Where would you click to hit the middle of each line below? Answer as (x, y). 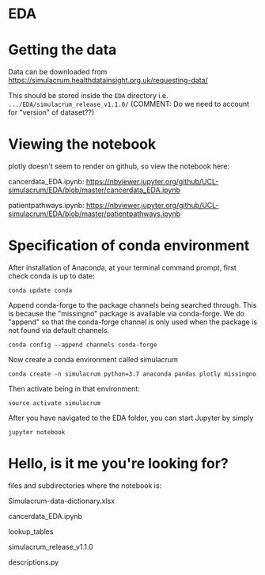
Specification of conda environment (129, 246)
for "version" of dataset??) (51, 112)
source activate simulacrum (55, 403)
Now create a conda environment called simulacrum (93, 359)
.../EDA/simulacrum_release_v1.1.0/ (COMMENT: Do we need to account (129, 104)
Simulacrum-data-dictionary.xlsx (62, 501)
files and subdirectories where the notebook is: (85, 485)
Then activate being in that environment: (74, 389)
